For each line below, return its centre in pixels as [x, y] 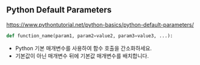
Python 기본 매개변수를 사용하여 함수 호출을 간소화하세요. [84, 48]
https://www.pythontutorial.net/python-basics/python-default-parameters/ [100, 24]
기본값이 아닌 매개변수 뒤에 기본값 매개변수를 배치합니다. [82, 56]
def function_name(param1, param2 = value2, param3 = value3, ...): [90, 36]
